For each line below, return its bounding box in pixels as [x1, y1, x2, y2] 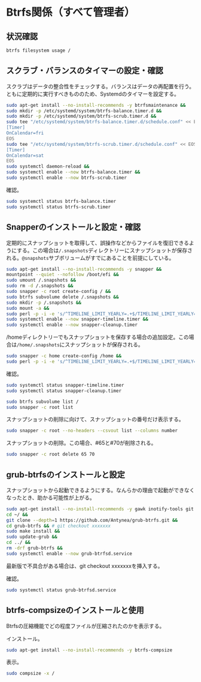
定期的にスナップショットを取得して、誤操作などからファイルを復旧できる [6, 239, 190, 246]
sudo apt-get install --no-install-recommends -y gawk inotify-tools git [6, 505, 194, 512]
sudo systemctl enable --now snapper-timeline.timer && [6, 316, 148, 322]
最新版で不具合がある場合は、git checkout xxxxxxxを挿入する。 [6, 562, 163, 569]
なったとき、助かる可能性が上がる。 [6, 493, 96, 501]
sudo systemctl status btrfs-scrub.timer [6, 204, 111, 210]
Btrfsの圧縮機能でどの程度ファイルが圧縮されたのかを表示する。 [6, 622, 165, 629]
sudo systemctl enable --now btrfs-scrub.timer [6, 175, 127, 181]
